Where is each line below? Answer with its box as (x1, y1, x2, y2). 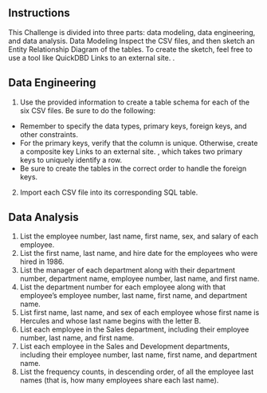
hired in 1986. (19, 257, 65, 266)
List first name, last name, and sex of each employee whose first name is (19, 308, 260, 317)
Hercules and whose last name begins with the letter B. (19, 316, 202, 326)
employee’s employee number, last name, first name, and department (19, 291, 248, 301)
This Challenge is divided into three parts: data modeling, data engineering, (8, 27, 256, 37)
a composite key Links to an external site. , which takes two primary (19, 147, 243, 156)
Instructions (8, 6, 70, 20)
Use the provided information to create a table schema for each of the (19, 97, 249, 107)
